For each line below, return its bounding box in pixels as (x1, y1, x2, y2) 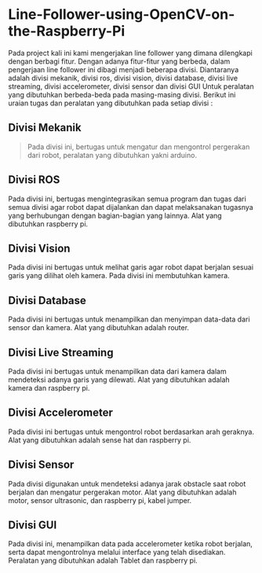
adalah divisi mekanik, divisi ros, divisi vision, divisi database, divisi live (8, 73, 238, 83)
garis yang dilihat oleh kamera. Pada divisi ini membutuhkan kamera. (8, 271, 230, 281)
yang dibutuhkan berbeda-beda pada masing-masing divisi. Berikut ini (8, 90, 236, 99)
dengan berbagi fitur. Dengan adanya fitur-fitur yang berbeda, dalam (8, 57, 231, 66)
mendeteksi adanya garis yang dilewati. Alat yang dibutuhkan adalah (8, 375, 230, 384)
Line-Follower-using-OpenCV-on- (8, 6, 235, 24)
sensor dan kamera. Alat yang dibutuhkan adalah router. (8, 323, 190, 332)
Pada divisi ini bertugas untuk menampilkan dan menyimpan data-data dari (8, 314, 250, 324)
